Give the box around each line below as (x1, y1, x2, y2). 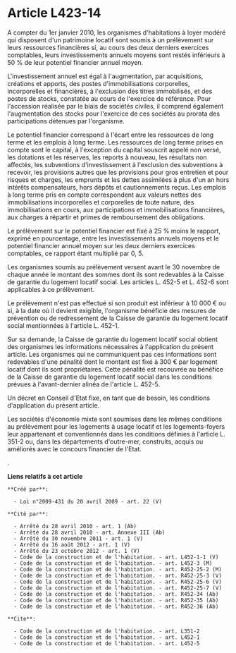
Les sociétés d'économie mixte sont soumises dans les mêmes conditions (7, 415, 223, 423)
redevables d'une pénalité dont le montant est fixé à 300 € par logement (7, 358, 218, 366)
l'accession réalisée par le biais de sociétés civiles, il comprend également (7, 102, 224, 110)
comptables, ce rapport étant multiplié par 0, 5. (7, 249, 144, 257)
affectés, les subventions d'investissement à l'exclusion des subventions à (7, 160, 223, 169)
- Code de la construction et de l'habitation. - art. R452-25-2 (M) (13, 566, 222, 573)
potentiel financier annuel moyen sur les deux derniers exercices (7, 241, 195, 250)
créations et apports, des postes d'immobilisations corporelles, (7, 79, 190, 87)
